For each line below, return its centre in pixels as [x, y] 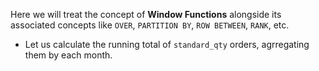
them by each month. [68, 55]
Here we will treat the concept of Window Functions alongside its [146, 14]
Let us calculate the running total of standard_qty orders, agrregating [167, 44]
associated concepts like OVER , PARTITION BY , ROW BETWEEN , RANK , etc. [150, 25]
